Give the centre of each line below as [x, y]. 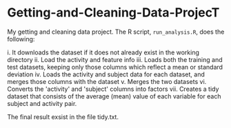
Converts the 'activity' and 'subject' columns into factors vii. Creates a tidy [113, 89]
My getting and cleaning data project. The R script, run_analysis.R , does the [116, 32]
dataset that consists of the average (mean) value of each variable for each [114, 96]
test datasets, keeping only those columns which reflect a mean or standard [115, 67]
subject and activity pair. [42, 103]
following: [21, 39]
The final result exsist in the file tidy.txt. [63, 117]
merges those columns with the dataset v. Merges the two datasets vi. [107, 81]
